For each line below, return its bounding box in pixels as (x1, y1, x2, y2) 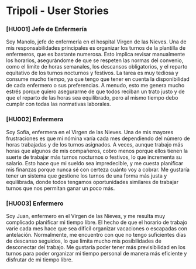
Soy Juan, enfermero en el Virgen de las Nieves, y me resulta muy (6, 213, 166, 220)
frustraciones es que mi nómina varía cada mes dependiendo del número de (6, 135, 190, 142)
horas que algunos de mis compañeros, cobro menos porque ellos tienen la (6, 147, 188, 154)
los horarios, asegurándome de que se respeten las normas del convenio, (6, 57, 184, 64)
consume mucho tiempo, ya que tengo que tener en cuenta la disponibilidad (6, 76, 190, 83)
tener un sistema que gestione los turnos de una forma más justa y (6, 172, 167, 179)
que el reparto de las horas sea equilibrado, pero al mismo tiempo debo (6, 94, 178, 101)
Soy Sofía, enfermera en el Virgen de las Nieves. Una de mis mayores (6, 128, 174, 135)
